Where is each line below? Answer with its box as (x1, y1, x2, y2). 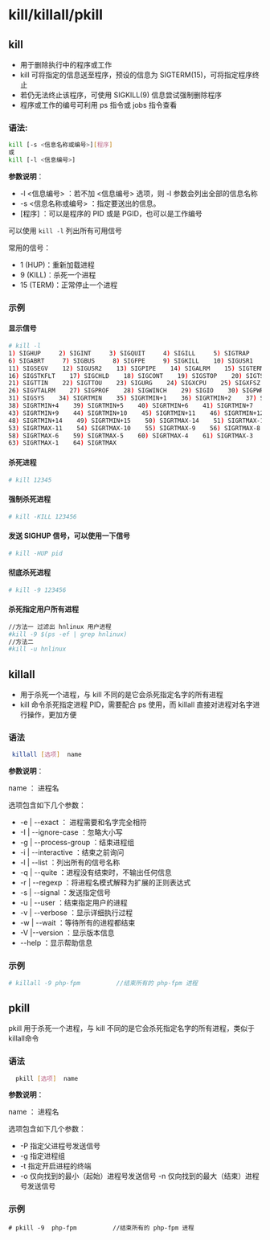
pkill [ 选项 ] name (15, 1074, 79, 1082)
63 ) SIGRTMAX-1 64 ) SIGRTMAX (8, 439, 117, 447)
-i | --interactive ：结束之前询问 (19, 848, 125, 857)
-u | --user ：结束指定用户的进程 (19, 898, 128, 908)
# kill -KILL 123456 (8, 512, 78, 520)
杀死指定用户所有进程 (8, 605, 79, 614)
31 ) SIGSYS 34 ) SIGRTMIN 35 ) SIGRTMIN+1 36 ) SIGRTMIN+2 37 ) (8, 394, 257, 403)
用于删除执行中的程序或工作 (19, 60, 112, 69)
